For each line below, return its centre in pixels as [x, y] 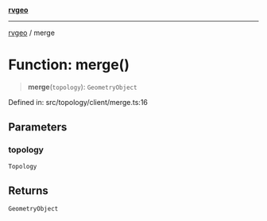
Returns [29, 191]
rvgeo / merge [32, 33]
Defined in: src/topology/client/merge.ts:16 [78, 102]
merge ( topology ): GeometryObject [82, 87]
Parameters [38, 128]
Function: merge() [69, 65]
